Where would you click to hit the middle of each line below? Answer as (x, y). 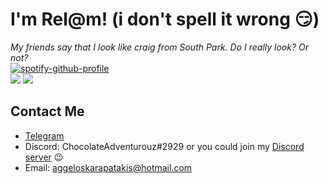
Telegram (44, 135)
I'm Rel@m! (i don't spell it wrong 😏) (165, 19)
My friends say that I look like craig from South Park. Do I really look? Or (159, 47)
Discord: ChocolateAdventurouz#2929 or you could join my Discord (164, 146)
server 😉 (44, 157)
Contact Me (47, 111)
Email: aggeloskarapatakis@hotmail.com (108, 167)
